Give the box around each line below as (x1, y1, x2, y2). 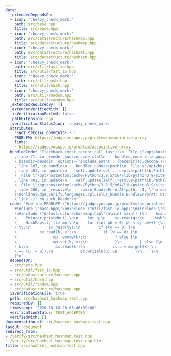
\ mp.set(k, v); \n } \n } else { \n (14, 239, 163, 244)
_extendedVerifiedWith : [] (10, 107, 67, 112)
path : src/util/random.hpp (14, 93, 72, 98)
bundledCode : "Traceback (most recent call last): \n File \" (10, 150, 145, 155)
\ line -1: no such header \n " (14, 196, 79, 201)
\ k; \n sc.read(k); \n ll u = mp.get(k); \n (14, 244, 156, 249)
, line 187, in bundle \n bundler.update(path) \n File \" (14, 163, 147, 168)
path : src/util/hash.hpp (14, 78, 67, 83)
